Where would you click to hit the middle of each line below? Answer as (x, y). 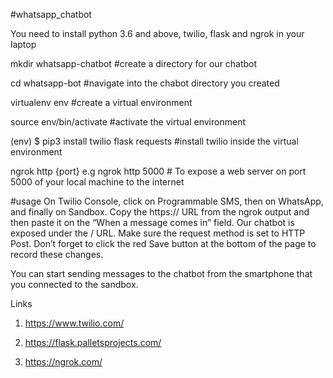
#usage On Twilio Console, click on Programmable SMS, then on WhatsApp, (167, 201)
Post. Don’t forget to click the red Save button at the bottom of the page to (163, 243)
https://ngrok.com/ (63, 362)
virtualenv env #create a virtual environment (101, 102)
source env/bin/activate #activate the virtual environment (128, 122)
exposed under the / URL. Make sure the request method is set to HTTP (158, 233)
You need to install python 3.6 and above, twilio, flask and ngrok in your (157, 33)
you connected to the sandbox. (74, 284)
